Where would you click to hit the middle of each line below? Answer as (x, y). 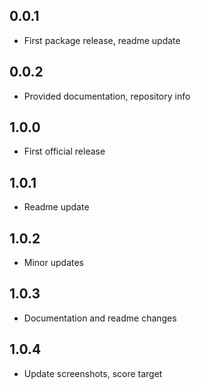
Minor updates (53, 263)
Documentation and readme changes (100, 318)
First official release (64, 151)
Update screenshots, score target (93, 373)
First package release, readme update (102, 40)
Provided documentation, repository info (107, 96)
